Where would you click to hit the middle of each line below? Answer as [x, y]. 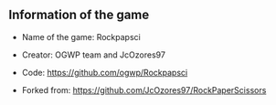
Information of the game [79, 15]
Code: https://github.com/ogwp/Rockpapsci [105, 72]
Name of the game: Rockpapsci [81, 37]
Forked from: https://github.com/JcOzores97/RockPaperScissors [144, 89]
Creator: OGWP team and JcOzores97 [94, 55]
